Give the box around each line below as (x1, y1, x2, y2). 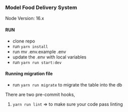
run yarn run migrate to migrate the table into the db (12, 81, 122, 87)
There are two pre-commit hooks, (5, 91, 76, 97)
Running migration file (5, 70, 53, 76)
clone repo (12, 38, 35, 44)
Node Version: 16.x (5, 15, 44, 21)
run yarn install (12, 43, 48, 49)
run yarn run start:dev (12, 59, 62, 65)
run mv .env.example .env (12, 48, 67, 54)
